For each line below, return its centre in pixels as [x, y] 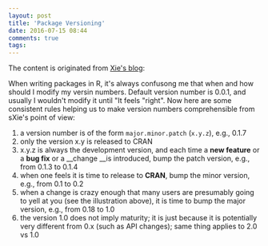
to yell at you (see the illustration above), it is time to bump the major [133, 201]
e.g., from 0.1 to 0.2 [52, 184]
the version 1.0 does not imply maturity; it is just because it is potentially [138, 218]
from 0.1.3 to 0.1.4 [49, 167]
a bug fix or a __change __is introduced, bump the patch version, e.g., [135, 159]
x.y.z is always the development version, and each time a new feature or [140, 150]
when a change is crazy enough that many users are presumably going [137, 192]
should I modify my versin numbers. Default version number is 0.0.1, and [127, 92]
